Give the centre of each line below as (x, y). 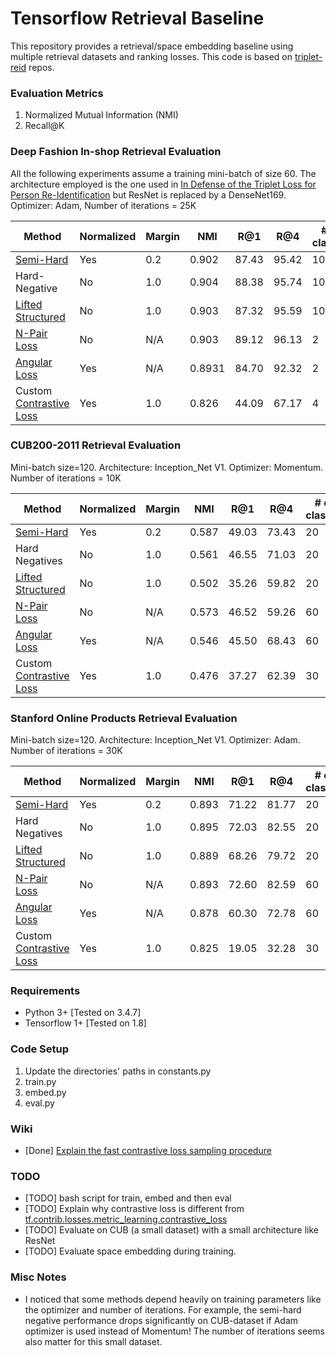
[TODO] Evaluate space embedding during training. (130, 1251)
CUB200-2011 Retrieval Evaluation (96, 445)
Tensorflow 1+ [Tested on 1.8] (85, 1023)
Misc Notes (38, 1277)
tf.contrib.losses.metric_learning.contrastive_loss (126, 1219)
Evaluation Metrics (57, 93)
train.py (40, 1081)
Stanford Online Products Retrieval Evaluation (124, 718)
